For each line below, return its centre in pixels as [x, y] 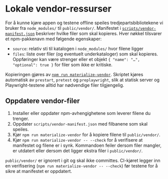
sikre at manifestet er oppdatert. [39, 171]
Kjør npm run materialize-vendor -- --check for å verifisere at [77, 140]
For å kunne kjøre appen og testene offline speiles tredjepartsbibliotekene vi [84, 23]
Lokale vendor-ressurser [59, 9]
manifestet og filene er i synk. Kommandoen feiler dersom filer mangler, [87, 145]
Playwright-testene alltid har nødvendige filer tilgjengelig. [65, 85]
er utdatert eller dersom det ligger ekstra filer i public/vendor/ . [77, 151]
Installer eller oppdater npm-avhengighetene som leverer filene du [81, 113]
